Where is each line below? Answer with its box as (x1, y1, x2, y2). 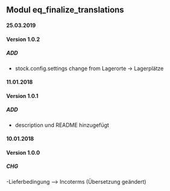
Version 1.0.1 (6, 92, 39, 99)
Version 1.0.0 (6, 149, 40, 156)
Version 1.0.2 (6, 36, 40, 43)
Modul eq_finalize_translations (6, 5, 125, 15)
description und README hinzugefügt (14, 121, 110, 129)
